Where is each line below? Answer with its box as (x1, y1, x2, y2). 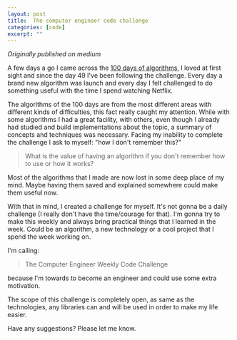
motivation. (7, 282, 41, 290)
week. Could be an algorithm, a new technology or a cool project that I (7, 225, 214, 234)
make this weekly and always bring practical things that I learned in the (7, 217, 216, 226)
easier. (7, 311, 27, 319)
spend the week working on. (7, 232, 91, 241)
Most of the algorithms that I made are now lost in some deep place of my (7, 173, 225, 182)
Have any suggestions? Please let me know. (7, 324, 136, 333)
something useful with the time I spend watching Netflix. (7, 86, 173, 95)
